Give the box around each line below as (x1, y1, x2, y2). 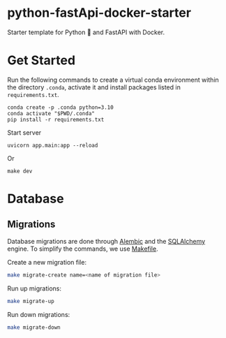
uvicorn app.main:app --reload (7, 142, 98, 149)
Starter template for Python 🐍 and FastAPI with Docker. (7, 28, 165, 36)
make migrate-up (7, 297, 54, 304)
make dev (7, 168, 33, 175)
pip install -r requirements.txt (7, 116, 105, 123)
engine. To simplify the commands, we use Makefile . (7, 244, 158, 253)
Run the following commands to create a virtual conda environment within (7, 75, 220, 84)
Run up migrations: (7, 284, 61, 293)
